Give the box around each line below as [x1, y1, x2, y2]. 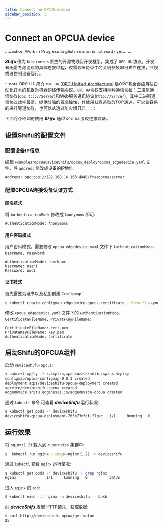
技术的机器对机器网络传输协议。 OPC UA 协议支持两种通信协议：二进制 [13, 87, 150, 93]
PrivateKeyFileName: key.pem [5, 330, 64, 335]
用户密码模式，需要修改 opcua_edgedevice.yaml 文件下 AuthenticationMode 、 [5, 244, 158, 250]
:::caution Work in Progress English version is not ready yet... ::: [5, 49, 132, 54]
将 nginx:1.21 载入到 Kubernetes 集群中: [5, 442, 84, 448]
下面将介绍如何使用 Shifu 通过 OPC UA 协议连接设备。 [5, 116, 111, 121]
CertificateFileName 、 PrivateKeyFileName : [5, 316, 91, 322]
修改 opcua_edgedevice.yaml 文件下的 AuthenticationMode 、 [5, 309, 124, 316]
